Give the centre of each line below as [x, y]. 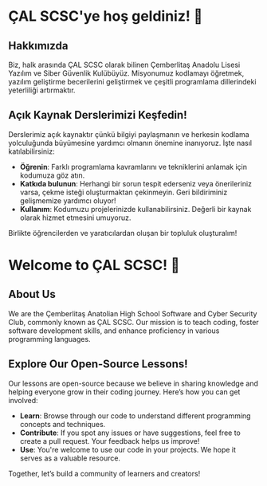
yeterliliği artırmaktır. [42, 90]
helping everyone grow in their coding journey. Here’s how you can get [124, 392]
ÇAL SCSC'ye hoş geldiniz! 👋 [106, 16]
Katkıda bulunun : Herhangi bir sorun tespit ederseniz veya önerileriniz [136, 183]
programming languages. [49, 339]
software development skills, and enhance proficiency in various [114, 331]
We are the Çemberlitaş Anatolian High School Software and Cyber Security [133, 313]
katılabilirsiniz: [31, 151]
